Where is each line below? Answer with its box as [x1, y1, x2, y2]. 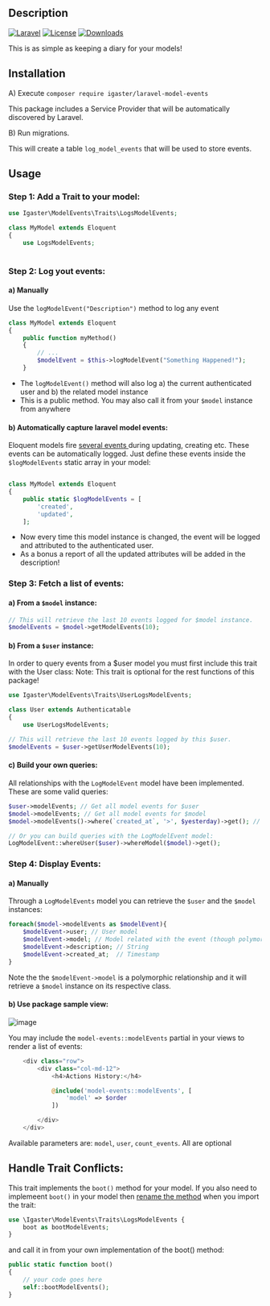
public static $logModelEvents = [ [22, 495, 142, 503]
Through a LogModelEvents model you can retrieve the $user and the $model [8, 896, 256, 906]
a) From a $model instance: [8, 598, 98, 607]
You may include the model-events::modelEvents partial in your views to [8, 1033, 245, 1043]
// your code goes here [22, 1276, 103, 1284]
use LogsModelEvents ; [22, 238, 95, 247]
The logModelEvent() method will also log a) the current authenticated [19, 378, 252, 388]
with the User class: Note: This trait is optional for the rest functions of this [8, 667, 255, 677]
